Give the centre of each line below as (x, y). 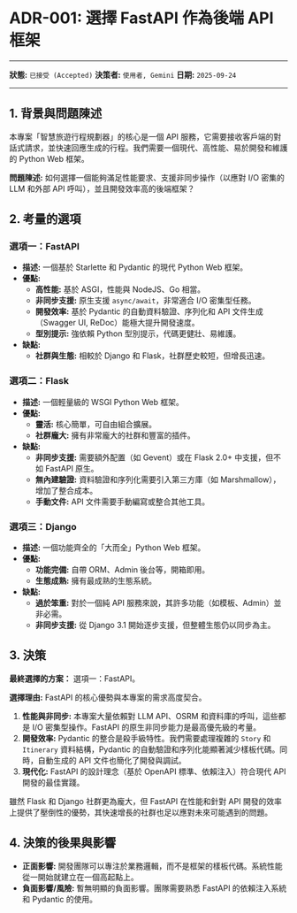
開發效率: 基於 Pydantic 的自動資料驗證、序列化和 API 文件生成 (149, 311)
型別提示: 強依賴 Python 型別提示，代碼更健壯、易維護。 (138, 334)
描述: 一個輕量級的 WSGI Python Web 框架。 (103, 402)
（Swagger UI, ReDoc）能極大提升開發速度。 (118, 323)
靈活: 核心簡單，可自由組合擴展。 (96, 424)
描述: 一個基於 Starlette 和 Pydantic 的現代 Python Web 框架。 (135, 267)
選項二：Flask (39, 381)
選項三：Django (43, 526)
